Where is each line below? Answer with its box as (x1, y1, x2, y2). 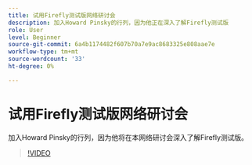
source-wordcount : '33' (8, 56, 86, 63)
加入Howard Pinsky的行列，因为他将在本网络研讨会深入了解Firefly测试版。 (8, 132, 249, 142)
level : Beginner (8, 33, 61, 41)
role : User (8, 26, 44, 34)
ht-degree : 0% (8, 63, 55, 70)
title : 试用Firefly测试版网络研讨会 (8, 11, 116, 20)
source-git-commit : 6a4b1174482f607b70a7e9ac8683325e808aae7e (8, 41, 215, 48)
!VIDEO (27, 148, 51, 157)
